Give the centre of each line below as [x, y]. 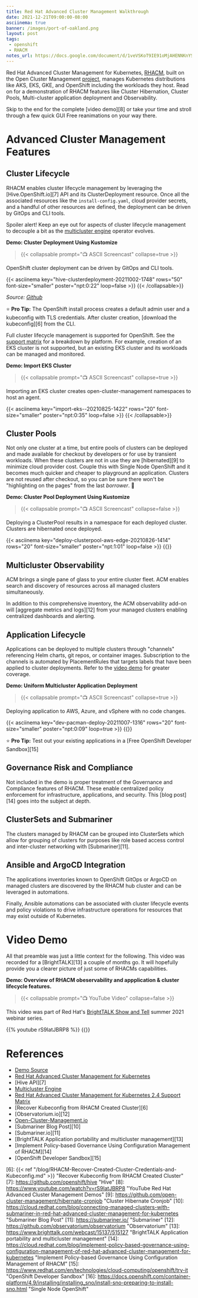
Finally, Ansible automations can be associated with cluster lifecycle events [97, 903]
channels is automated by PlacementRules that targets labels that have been [99, 662]
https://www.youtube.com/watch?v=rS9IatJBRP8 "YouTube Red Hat [89, 1189]
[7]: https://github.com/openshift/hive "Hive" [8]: [65, 1182]
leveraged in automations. [38, 892]
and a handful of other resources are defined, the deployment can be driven [98, 207]
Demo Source [31, 1070]
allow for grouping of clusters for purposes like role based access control [95, 840]
